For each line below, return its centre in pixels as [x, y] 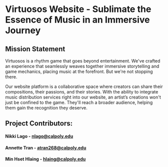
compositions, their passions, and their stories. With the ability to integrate [82, 92]
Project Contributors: [39, 123]
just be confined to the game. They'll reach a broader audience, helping [79, 102]
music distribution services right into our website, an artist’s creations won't [83, 97]
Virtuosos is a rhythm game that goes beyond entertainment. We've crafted [83, 61]
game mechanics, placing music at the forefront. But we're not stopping [79, 71]
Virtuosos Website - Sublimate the [78, 9]
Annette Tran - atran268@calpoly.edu [46, 147]
